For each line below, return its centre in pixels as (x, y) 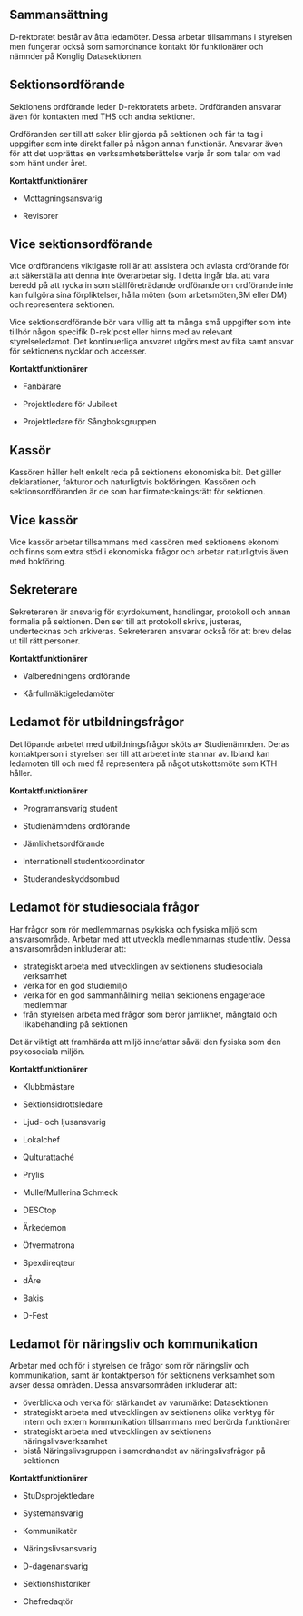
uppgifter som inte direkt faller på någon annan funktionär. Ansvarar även (147, 144)
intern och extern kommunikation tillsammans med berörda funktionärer (156, 1422)
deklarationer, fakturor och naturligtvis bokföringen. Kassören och (133, 482)
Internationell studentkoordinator (83, 861)
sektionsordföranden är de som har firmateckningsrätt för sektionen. (137, 492)
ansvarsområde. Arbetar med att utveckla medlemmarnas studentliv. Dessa (151, 939)
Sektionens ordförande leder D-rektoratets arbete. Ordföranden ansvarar (146, 106)
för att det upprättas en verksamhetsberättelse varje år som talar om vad (145, 153)
